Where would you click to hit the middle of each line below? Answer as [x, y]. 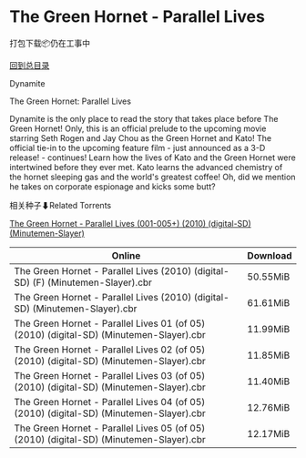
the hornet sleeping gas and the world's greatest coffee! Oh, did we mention [153, 177]
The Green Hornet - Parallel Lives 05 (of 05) [110, 428]
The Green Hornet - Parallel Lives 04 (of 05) [110, 402]
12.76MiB [269, 407]
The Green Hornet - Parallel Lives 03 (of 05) [110, 375]
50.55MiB [269, 277]
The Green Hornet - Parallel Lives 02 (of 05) [110, 350]
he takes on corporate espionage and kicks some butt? [112, 186]
